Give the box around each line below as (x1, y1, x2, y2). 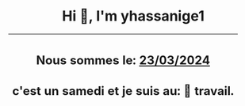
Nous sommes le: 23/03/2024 (36, 52, 210, 68)
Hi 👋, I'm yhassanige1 (62, 7, 205, 25)
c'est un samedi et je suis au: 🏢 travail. (12, 83, 235, 99)
